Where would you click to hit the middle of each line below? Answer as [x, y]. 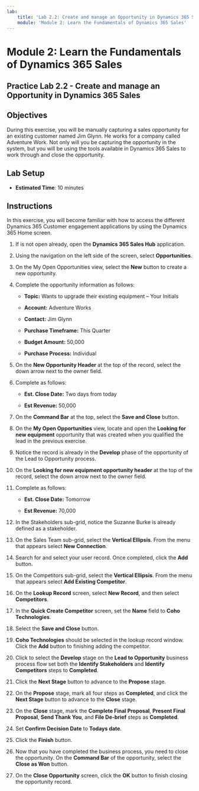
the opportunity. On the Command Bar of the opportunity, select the [98, 758]
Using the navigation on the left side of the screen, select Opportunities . [104, 256]
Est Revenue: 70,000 [50, 511]
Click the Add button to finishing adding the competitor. [83, 646]
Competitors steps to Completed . [57, 670]
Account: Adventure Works [58, 308]
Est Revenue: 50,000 [50, 406]
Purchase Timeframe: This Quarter [67, 331]
